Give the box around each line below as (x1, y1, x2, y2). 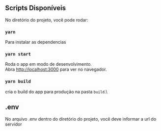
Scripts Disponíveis (5, 4, 66, 12)
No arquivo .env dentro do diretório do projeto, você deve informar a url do (5, 116, 157, 122)
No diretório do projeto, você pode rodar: (5, 17, 88, 23)
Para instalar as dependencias (5, 39, 66, 45)
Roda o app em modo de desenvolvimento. (5, 61, 92, 67)
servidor (5, 121, 22, 127)
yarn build (5, 79, 31, 84)
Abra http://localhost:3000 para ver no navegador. (5, 66, 107, 73)
